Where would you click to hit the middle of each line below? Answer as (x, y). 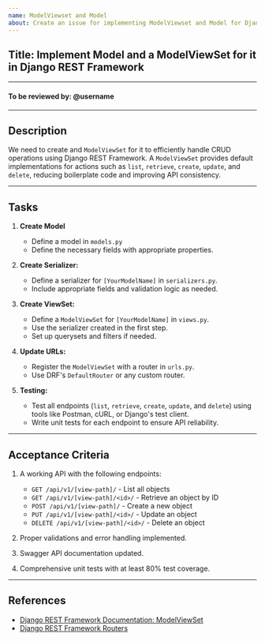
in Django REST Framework (76, 67)
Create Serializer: (49, 265)
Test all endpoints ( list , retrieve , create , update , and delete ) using (142, 406)
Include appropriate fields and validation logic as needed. (125, 289)
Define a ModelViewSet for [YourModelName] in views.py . (120, 320)
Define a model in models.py (77, 242)
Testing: (34, 391)
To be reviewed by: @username (61, 96)
